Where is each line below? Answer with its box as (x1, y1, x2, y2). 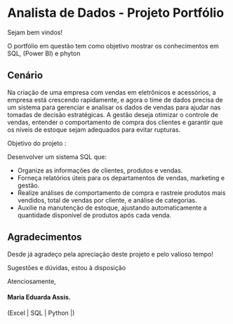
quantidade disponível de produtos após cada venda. (17, 210, 172, 219)
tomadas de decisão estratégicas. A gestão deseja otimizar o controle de (7, 110, 219, 119)
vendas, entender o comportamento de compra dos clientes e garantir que (7, 118, 223, 126)
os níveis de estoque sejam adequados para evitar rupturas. (7, 125, 181, 134)
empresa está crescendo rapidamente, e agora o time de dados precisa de (7, 95, 223, 104)
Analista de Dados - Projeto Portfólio (7, 5, 225, 21)
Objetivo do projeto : (7, 139, 67, 147)
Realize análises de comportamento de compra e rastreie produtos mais (17, 188, 226, 197)
